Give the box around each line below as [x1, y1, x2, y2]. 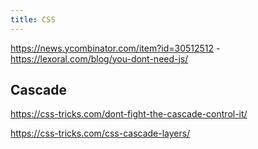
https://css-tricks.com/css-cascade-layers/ [10, 127, 191, 140]
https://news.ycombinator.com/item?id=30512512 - [10, 42, 221, 54]
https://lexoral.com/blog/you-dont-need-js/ [10, 52, 189, 65]
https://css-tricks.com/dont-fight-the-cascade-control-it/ [10, 108, 248, 120]
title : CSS [10, 14, 56, 25]
